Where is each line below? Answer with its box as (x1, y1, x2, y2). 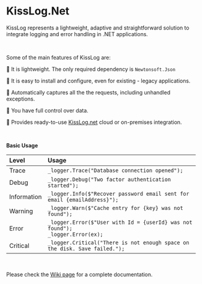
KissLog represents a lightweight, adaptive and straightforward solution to (6, 24, 189, 31)
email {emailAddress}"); (47, 196, 119, 203)
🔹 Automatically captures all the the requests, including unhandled (6, 88, 171, 96)
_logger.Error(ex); (47, 230, 103, 238)
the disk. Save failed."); (47, 245, 125, 252)
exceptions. (6, 95, 35, 102)
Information (9, 193, 42, 201)
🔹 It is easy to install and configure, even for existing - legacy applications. (6, 77, 191, 84)
